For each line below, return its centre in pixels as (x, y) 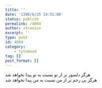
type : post (16, 38)
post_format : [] (22, 61)
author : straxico (23, 28)
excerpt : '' (17, 33)
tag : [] (13, 56)
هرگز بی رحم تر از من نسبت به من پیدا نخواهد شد (51, 80)
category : (15, 47)
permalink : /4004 (23, 24)
